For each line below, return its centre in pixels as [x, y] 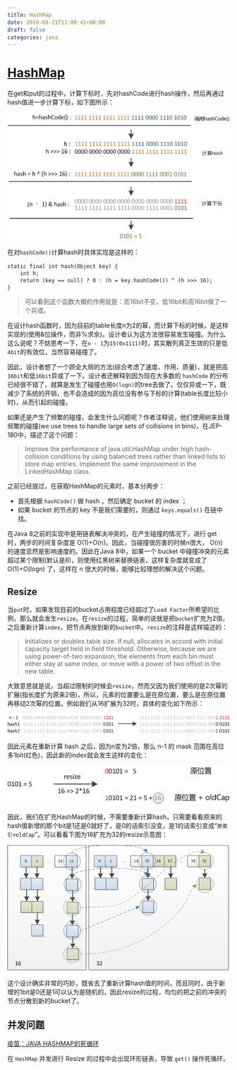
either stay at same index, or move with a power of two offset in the [122, 663]
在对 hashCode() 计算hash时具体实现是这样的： [73, 252]
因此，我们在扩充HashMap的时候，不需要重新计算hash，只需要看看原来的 [115, 817]
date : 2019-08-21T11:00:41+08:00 [56, 22]
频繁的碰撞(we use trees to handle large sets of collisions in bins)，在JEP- [115, 426]
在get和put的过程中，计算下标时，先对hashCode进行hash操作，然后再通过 [116, 94]
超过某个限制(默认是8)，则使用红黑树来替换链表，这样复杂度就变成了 [107, 560]
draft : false [26, 30]
